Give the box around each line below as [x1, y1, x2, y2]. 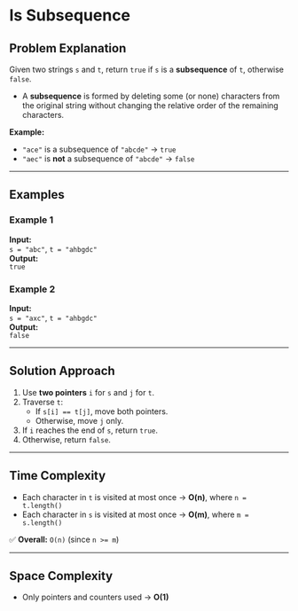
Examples [9, 187, 65, 202]
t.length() [21, 501, 63, 510]
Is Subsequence [9, 5, 131, 26]
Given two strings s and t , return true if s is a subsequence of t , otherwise [9, 64, 285, 74]
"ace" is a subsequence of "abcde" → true [21, 144, 176, 154]
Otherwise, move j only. [35, 415, 124, 426]
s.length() [21, 518, 63, 528]
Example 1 [9, 214, 54, 226]
